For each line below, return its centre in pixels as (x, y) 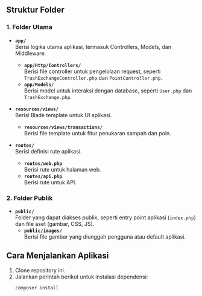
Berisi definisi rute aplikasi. (48, 151)
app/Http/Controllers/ (52, 65)
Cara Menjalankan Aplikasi (58, 256)
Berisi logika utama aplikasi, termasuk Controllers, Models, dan (93, 47)
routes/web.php (43, 163)
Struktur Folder (36, 10)
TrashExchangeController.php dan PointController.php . (93, 77)
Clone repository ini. (40, 270)
